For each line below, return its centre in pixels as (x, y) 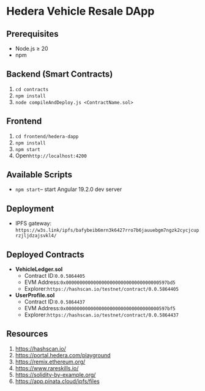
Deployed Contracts (45, 254)
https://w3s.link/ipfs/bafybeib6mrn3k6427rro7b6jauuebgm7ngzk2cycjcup (107, 231)
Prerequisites (32, 34)
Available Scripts (39, 175)
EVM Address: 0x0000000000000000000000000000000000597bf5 (100, 308)
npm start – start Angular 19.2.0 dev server (69, 189)
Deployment (30, 208)
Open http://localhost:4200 (51, 155)
